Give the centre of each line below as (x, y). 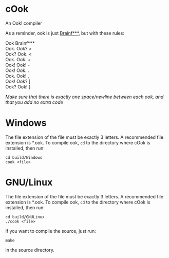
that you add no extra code (34, 102)
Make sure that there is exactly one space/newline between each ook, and (85, 97)
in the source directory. (30, 250)
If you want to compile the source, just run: (51, 231)
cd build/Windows (24, 157)
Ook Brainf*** (20, 43)
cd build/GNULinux (25, 217)
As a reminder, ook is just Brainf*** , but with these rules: (65, 33)
